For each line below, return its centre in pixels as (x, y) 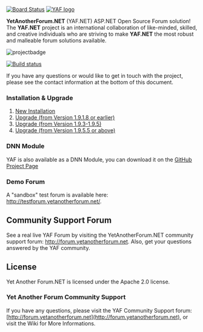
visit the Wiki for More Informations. (51, 323)
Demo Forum (26, 181)
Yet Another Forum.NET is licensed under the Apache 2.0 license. (88, 282)
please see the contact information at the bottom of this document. (90, 82)
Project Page (22, 166)
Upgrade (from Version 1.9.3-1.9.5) (58, 124)
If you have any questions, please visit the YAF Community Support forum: (99, 310)
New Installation (35, 111)
